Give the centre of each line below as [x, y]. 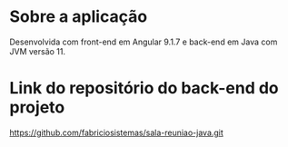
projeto [37, 108]
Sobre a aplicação [79, 17]
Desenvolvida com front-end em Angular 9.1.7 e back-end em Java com [144, 42]
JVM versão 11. [38, 51]
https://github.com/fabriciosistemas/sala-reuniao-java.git [117, 132]
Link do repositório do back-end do [144, 88]
